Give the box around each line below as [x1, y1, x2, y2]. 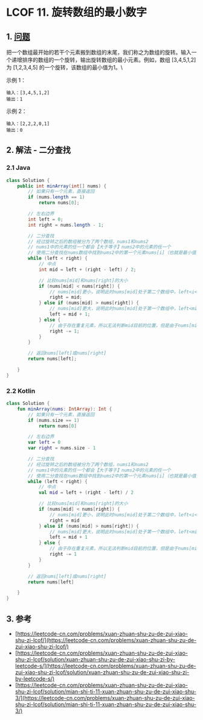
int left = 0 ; [28, 216, 63, 222]
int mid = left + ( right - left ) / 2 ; [38, 267, 137, 273]
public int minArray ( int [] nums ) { [17, 183, 107, 189]
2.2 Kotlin [6, 386, 36, 395]
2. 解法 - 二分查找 [6, 145, 71, 155]
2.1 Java [6, 164, 31, 172]
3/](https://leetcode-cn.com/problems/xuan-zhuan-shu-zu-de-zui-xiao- [14, 695, 195, 702]
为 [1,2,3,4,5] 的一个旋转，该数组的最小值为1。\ [6, 64, 123, 71]
